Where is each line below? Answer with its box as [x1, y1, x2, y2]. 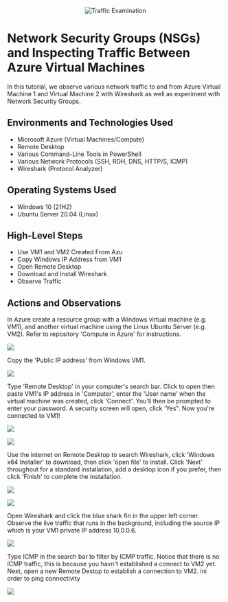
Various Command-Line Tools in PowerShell [16, 150, 142, 158]
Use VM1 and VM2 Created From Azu [16, 248, 123, 256]
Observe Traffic [16, 277, 62, 285]
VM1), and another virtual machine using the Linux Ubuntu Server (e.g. [7, 323, 207, 331]
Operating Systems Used [7, 184, 117, 196]
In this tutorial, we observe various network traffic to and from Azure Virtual [7, 82, 221, 91]
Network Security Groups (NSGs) [7, 31, 201, 46]
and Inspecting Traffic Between [7, 45, 191, 61]
